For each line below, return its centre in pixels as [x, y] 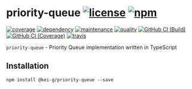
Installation [28, 66]
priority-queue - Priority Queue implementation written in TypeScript [92, 47]
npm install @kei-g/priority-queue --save [60, 80]
